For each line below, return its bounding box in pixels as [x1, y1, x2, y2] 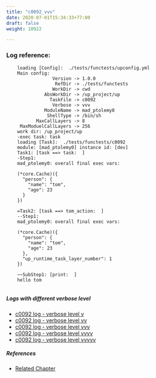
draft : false [6, 20, 39, 26]
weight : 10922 [6, 25, 42, 32]
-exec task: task [17, 134, 61, 140]
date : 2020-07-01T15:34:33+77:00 [6, 15, 91, 21]
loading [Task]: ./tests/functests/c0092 [17, 139, 126, 145]
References [6, 350, 36, 357]
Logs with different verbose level [6, 295, 91, 302]
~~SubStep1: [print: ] [17, 271, 77, 277]
